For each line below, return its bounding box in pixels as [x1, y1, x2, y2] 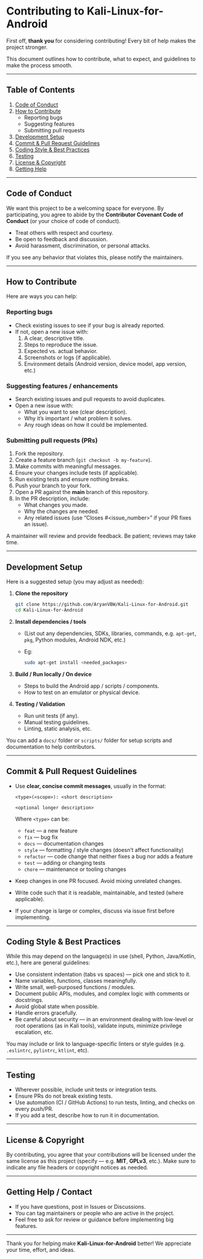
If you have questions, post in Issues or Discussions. [14, 1203, 146, 1210]
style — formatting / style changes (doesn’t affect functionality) [24, 846, 184, 853]
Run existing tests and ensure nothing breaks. [14, 476, 129, 483]
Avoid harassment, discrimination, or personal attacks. [14, 242, 151, 249]
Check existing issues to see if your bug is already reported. [14, 322, 165, 329]
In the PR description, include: [14, 495, 90, 503]
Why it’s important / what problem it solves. [24, 414, 132, 421]
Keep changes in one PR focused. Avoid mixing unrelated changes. [14, 877, 182, 884]
